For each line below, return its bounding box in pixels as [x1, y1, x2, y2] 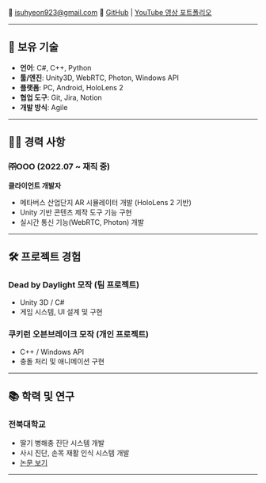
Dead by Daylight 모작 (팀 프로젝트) [8, 279, 140, 290]
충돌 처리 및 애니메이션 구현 [19, 356, 105, 367]
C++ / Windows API [19, 348, 85, 357]
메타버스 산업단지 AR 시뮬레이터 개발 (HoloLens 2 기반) [19, 197, 192, 207]
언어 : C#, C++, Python [19, 63, 92, 72]
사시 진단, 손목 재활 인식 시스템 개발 [19, 448, 130, 458]
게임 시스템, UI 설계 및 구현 [19, 307, 103, 317]
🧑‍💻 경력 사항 [8, 135, 66, 149]
